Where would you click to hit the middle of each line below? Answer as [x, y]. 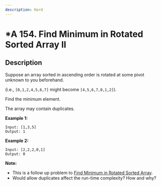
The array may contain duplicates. [40, 109]
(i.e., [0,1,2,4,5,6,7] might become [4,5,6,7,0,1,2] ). [61, 89]
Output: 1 [15, 131]
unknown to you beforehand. [35, 80]
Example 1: [17, 118]
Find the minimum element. [33, 99]
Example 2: [17, 141]
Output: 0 [15, 154]
